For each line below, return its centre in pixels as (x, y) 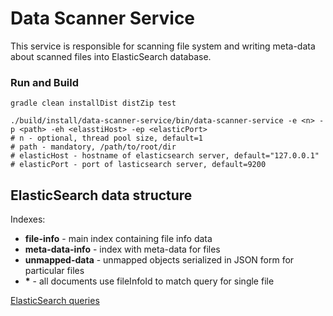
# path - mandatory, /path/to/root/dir (93, 147)
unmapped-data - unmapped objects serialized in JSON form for (159, 260)
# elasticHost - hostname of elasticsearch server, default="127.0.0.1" (165, 156)
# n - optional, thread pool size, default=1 (106, 138)
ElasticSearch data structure (101, 195)
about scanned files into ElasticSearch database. (111, 56)
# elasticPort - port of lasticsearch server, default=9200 (138, 165)
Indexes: (28, 219)
